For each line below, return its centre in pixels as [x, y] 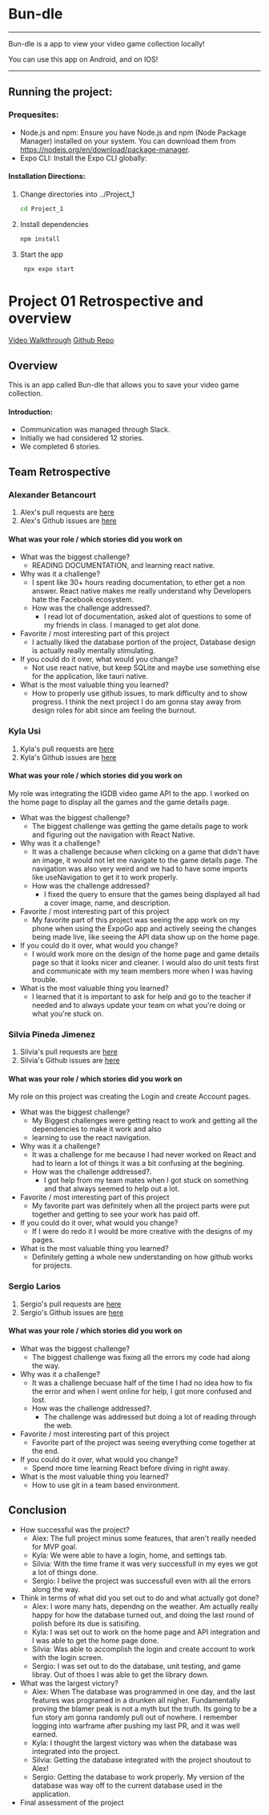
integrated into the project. [76, 1751]
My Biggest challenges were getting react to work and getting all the [145, 1121]
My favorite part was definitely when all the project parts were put [141, 1206]
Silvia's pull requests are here [68, 1052]
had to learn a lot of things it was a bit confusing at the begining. [138, 1163]
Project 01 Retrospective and [106, 301]
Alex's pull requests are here [67, 512]
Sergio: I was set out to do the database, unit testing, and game [137, 1666]
